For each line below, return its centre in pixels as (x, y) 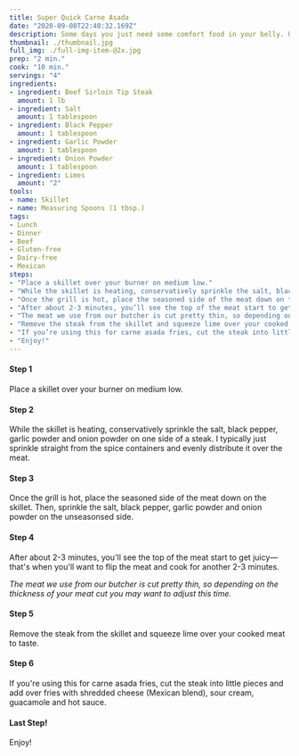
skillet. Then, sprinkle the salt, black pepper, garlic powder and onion (136, 507)
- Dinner (25, 233)
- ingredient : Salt (45, 109)
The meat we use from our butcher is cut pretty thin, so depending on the (144, 584)
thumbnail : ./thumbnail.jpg (61, 42)
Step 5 (21, 614)
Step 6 (21, 663)
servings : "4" (36, 76)
